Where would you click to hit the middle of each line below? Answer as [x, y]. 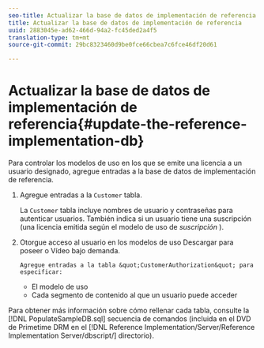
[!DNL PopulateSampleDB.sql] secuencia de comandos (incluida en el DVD [130, 319]
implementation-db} [76, 141]
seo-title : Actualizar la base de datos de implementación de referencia [132, 15]
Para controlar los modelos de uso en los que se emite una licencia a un [125, 163]
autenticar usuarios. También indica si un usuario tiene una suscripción [135, 219]
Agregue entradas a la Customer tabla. [81, 195]
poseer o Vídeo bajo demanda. [70, 251]
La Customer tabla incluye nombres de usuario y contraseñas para [126, 211]
